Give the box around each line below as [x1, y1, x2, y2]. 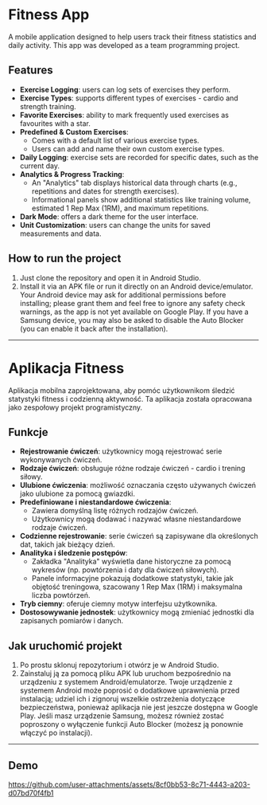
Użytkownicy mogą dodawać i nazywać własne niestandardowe [31, 514, 242, 524]
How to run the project [8, 252, 122, 265]
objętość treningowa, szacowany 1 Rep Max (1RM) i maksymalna [31, 582, 243, 591]
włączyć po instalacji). [19, 728, 93, 738]
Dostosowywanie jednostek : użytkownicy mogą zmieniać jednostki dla [19, 607, 254, 617]
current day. [19, 161, 60, 171]
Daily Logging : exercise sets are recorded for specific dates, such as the [19, 152, 259, 162]
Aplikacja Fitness [8, 359, 125, 377]
